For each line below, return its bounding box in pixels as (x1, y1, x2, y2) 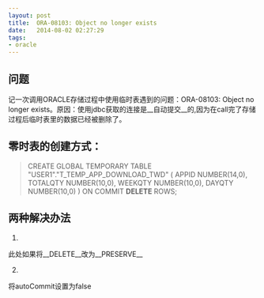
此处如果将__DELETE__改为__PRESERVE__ (8, 249, 143, 258)
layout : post (8, 11, 51, 20)
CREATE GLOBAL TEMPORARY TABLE (27, 161, 153, 171)
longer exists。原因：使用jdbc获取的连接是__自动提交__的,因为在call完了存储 (8, 104, 256, 114)
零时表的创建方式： (8, 140, 102, 153)
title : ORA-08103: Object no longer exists (8, 19, 157, 27)
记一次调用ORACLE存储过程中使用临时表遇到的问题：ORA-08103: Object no (8, 94, 255, 104)
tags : (8, 33, 26, 42)
